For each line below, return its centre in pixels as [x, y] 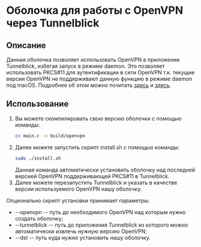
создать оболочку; [39, 218]
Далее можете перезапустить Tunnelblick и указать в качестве [96, 182]
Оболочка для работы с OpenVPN [95, 10]
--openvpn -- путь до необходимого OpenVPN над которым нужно [100, 212]
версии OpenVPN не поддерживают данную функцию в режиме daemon [99, 79]
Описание [26, 45]
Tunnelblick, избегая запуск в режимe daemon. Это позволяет [85, 66]
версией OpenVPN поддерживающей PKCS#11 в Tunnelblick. [92, 176]
